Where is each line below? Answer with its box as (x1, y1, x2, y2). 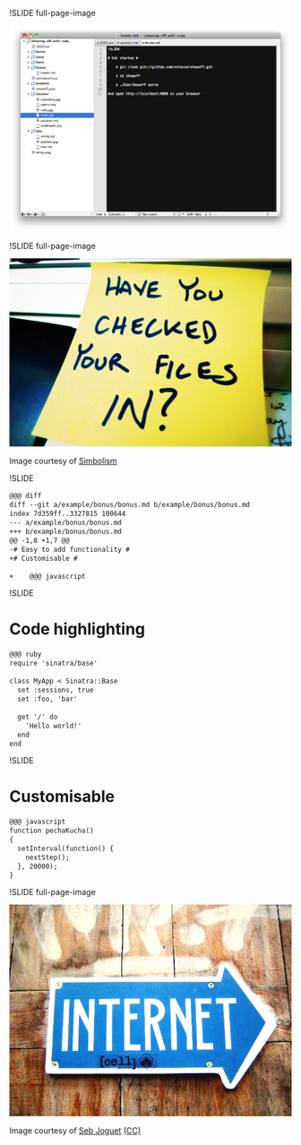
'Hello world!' (25, 721, 82, 730)
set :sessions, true (17, 685, 94, 694)
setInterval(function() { (17, 844, 115, 853)
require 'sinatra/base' (9, 659, 99, 667)
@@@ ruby (9, 650, 42, 659)
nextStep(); (25, 853, 70, 862)
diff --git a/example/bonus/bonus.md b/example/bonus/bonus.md (9, 500, 251, 509)
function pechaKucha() (9, 826, 94, 835)
